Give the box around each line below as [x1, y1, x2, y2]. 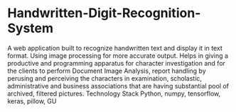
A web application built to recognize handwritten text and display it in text [7, 44, 222, 52]
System [7, 20, 54, 36]
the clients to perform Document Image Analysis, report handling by [7, 66, 206, 75]
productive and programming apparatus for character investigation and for [7, 58, 226, 67]
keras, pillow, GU [7, 96, 57, 105]
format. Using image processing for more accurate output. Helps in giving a [7, 51, 229, 60]
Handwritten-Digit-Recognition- [7, 5, 201, 21]
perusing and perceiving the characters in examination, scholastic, [7, 73, 203, 83]
